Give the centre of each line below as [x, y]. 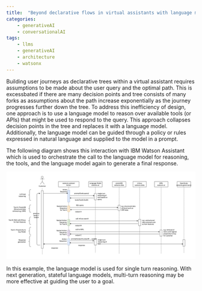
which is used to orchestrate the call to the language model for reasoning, [98, 157]
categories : [21, 19]
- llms [25, 44]
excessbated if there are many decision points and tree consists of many [96, 94]
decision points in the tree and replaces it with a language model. [87, 126]
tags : [13, 38]
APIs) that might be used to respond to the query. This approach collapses [98, 120]
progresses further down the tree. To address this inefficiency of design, [96, 107]
